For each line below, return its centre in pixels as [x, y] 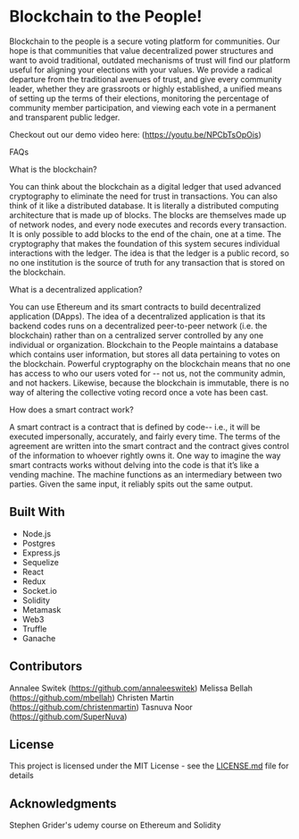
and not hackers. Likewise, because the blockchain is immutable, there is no [149, 383]
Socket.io [40, 590]
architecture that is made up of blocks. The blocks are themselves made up [148, 215]
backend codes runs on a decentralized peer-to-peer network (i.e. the [138, 326]
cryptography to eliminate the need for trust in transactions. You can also [144, 196]
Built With [37, 512]
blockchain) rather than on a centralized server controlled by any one [137, 335]
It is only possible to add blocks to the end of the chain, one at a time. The [145, 233]
